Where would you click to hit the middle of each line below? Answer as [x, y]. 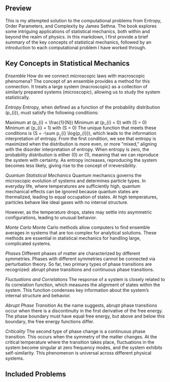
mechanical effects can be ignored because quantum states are [72, 191]
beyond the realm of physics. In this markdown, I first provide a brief [77, 37]
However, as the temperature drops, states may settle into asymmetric [79, 212]
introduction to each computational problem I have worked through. [76, 47]
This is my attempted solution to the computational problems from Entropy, [83, 20]
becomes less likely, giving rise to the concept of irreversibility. [71, 165]
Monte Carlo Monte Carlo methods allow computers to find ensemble [78, 227]
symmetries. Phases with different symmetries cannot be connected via [80, 259]
